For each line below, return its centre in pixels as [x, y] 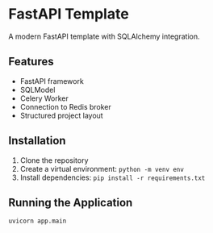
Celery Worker [44, 98]
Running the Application [71, 202]
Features [31, 62]
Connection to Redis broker [65, 106]
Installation [37, 141]
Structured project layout [61, 115]
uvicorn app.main [38, 221]
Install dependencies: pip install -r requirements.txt [113, 177]
